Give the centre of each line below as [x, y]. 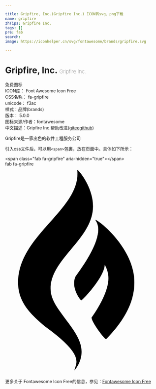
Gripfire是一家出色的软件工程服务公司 [43, 138]
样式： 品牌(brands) [25, 109]
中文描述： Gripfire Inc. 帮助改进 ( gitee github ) [50, 128]
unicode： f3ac [21, 103]
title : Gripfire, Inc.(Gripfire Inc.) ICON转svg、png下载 [64, 14]
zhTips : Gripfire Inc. [28, 23]
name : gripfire [21, 19]
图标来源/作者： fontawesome [35, 121]
